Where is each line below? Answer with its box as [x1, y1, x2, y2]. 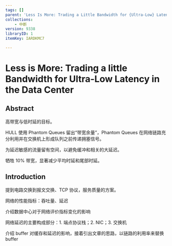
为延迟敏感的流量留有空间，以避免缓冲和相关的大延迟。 [5, 146, 122, 153]
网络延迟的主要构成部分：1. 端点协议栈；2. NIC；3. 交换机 [5, 219, 127, 225]
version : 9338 [5, 27, 36, 32]
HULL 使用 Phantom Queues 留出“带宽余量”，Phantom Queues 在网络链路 [5, 129, 162, 135]
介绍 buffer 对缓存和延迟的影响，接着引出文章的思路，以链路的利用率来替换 [5, 230, 164, 236]
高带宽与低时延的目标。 [5, 118, 55, 125]
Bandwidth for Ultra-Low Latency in [5, 73, 160, 85]
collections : [5, 17, 33, 22]
